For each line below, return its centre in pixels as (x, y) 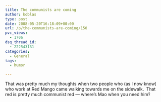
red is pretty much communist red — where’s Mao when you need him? (78, 95)
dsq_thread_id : (21, 42)
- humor (18, 65)
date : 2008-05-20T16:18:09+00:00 (40, 24)
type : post (16, 19)
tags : (11, 61)
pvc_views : (16, 33)
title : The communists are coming (41, 10)
